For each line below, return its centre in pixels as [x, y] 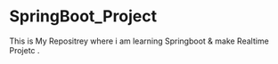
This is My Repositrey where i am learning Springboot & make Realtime [139, 41]
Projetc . [25, 50]
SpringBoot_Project [83, 16]
